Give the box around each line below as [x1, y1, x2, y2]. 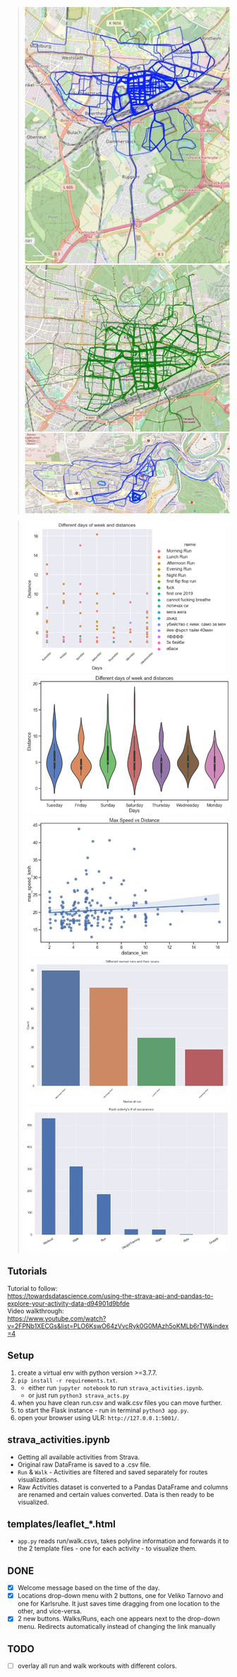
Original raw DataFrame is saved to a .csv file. [17, 1460, 152, 1469]
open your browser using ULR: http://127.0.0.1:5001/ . [17, 1413, 180, 1422]
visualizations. [17, 1475, 60, 1484]
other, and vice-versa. [17, 1607, 83, 1616]
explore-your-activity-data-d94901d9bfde [7, 1299, 130, 1308]
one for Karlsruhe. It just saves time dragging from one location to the [17, 1599, 220, 1608]
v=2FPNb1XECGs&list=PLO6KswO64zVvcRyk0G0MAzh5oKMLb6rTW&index [7, 1321, 229, 1330]
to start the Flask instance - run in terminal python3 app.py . [17, 1406, 189, 1414]
